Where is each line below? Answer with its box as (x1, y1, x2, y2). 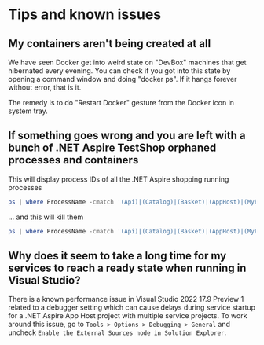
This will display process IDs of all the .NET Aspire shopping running (8, 174, 229, 184)
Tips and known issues (8, 6, 162, 24)
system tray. (8, 106, 49, 116)
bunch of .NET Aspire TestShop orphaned (8, 141, 217, 155)
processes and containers (8, 153, 139, 167)
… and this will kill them (8, 212, 84, 222)
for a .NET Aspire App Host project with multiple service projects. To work (8, 311, 247, 321)
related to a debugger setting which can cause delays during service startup (8, 303, 256, 312)
